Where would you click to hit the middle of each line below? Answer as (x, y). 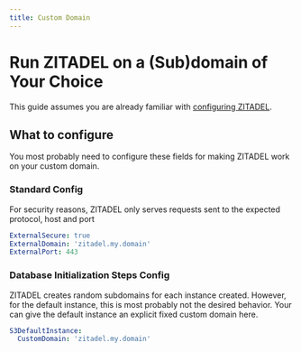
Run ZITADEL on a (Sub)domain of (139, 62)
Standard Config (46, 190)
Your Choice (56, 81)
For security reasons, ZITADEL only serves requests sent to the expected (145, 209)
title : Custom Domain (50, 18)
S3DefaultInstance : (46, 330)
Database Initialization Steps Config (90, 275)
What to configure (62, 135)
